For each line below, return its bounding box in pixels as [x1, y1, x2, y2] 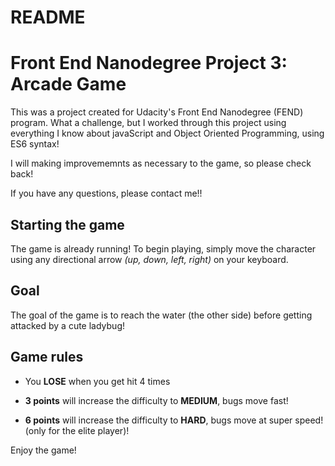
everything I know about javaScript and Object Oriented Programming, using [10, 127, 325, 140]
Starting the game [10, 216, 125, 233]
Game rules [10, 349, 84, 366]
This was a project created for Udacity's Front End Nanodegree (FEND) [10, 106, 304, 118]
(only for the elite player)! [24, 424, 130, 436]
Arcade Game [10, 73, 127, 96]
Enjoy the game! [10, 444, 77, 456]
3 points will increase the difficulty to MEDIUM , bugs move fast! [24, 394, 289, 406]
